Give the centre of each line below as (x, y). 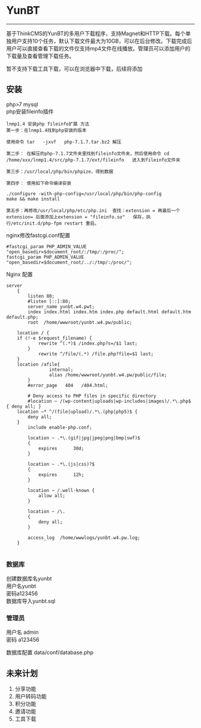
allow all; (52, 496)
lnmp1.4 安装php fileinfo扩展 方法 (48, 124)
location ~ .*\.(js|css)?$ (61, 464)
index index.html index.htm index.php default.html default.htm (109, 312)
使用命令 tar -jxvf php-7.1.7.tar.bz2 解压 (64, 142)
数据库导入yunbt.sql (31, 601)
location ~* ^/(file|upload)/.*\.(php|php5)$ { (77, 412)
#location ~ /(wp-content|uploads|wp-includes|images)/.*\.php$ (109, 401)
